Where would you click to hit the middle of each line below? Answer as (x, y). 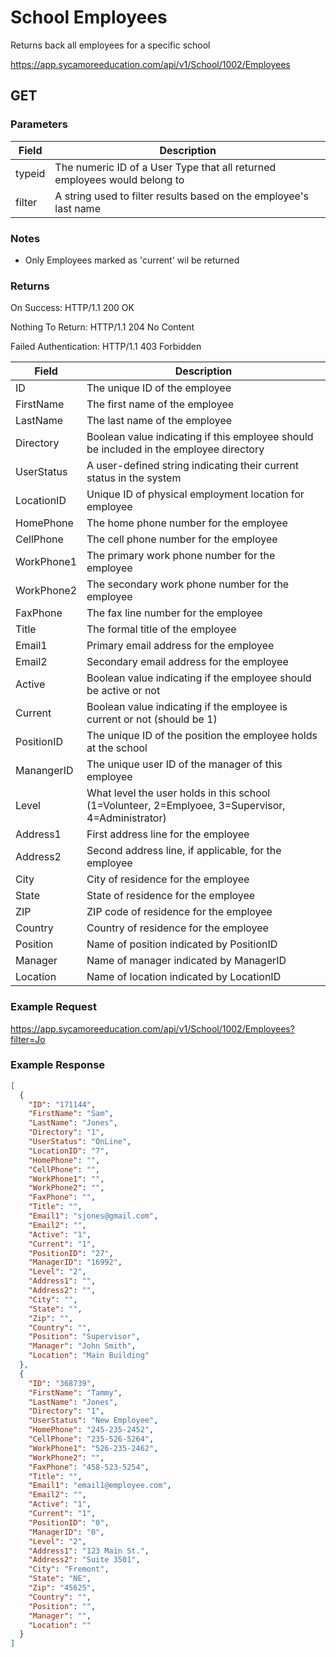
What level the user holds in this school (178, 793)
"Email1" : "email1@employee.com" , (100, 1486)
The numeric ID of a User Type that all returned (165, 167)
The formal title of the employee (161, 629)
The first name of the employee (160, 404)
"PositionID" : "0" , (69, 1522)
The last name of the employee (159, 421)
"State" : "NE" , (60, 1579)
